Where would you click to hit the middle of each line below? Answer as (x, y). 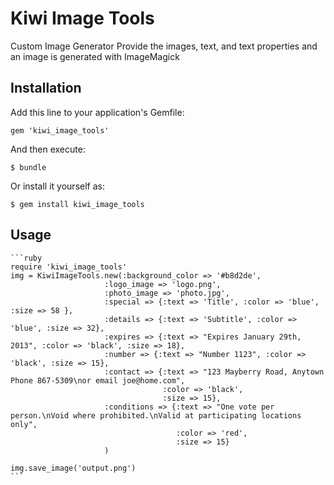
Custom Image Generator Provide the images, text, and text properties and (164, 46)
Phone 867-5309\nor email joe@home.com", (98, 380)
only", (24, 424)
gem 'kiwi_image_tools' (60, 130)
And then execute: (48, 149)
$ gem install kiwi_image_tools (77, 204)
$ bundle (28, 167)
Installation (46, 88)
